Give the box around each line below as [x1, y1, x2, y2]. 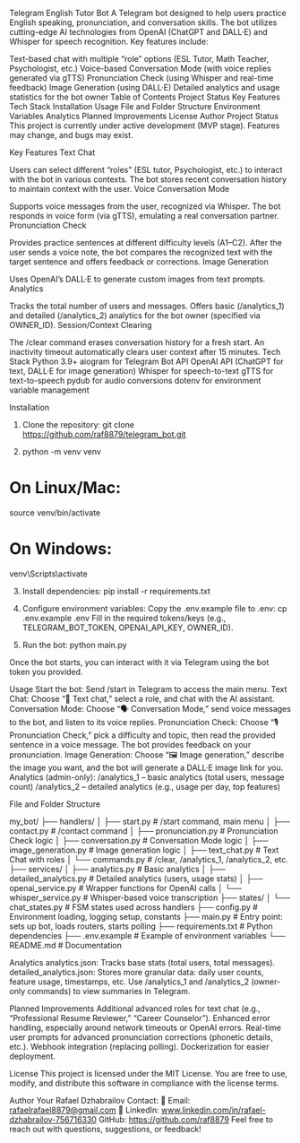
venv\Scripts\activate [9, 568, 88, 579]
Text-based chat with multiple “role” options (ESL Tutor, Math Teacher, [9, 54, 270, 64]
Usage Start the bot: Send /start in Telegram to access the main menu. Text [9, 683, 287, 694]
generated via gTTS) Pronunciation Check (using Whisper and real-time [9, 73, 274, 83]
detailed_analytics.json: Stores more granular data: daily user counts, [9, 966, 264, 977]
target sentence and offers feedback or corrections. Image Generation [9, 256, 269, 267]
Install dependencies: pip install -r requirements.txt [21, 585, 210, 596]
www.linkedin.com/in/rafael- [160, 1104, 266, 1115]
